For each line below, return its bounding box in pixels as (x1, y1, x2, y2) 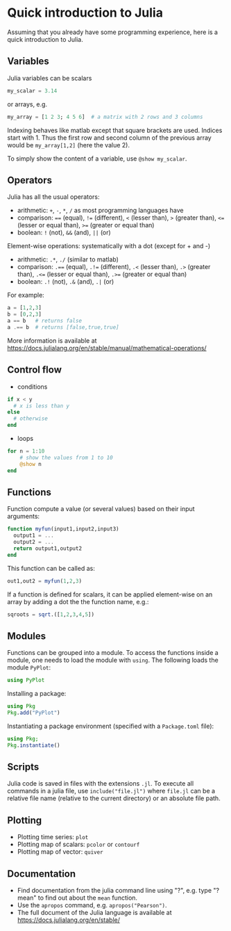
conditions (17, 382, 48, 391)
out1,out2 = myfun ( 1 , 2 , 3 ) (7, 577, 82, 585)
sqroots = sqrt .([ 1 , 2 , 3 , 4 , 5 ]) (7, 610, 95, 618)
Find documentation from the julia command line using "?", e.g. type (17, 887, 212, 895)
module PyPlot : (7, 663, 51, 672)
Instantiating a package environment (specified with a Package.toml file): (7, 722, 214, 730)
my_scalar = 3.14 (7, 87, 58, 95)
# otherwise (13, 415, 49, 422)
